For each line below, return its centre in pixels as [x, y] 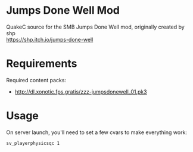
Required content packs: [36, 80]
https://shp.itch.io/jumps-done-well [50, 39]
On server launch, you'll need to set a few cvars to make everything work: [97, 132]
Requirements [42, 64]
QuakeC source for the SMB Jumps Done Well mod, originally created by [95, 27]
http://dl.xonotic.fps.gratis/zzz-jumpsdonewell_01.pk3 [81, 91]
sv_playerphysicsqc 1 [33, 143]
